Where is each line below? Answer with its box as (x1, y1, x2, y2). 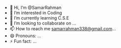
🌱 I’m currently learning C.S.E (9, 15, 70, 21)
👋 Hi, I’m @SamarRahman (9, 5, 62, 10)
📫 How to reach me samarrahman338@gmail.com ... (9, 26, 116, 31)
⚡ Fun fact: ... (9, 38, 37, 44)
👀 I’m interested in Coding (9, 10, 62, 16)
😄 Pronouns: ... (9, 33, 42, 39)
